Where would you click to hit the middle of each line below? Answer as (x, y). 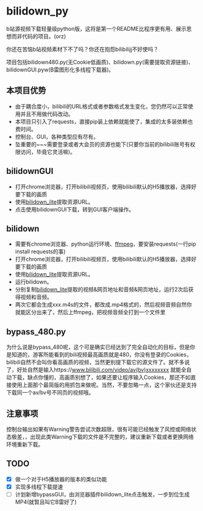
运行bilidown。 (34, 282)
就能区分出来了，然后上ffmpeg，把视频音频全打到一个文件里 (90, 312)
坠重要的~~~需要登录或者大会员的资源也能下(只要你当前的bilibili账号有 (102, 144)
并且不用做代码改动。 (47, 114)
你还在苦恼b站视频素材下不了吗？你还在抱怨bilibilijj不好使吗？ (82, 49)
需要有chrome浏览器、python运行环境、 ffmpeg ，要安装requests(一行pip (105, 244)
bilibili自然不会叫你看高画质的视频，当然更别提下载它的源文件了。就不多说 (98, 362)
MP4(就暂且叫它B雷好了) (46, 502)
